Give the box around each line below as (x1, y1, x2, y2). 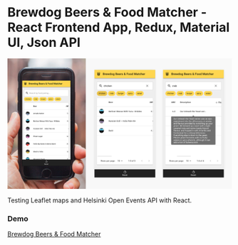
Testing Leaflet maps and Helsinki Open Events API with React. (7, 196, 192, 205)
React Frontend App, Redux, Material (7, 19, 230, 36)
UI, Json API (7, 35, 81, 50)
